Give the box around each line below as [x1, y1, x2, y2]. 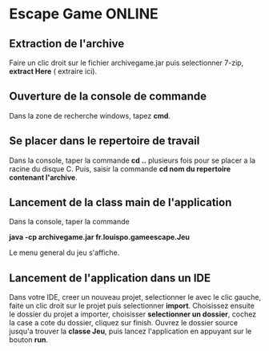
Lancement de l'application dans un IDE [9, 271, 211, 284]
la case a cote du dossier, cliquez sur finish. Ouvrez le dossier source [9, 318, 239, 328]
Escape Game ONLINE [9, 5, 159, 23]
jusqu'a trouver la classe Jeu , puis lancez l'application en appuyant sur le [9, 326, 252, 337]
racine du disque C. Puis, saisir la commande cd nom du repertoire [9, 163, 231, 173]
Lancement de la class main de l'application [9, 196, 232, 209]
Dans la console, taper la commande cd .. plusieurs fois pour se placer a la [9, 155, 255, 165]
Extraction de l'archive [9, 37, 125, 50]
